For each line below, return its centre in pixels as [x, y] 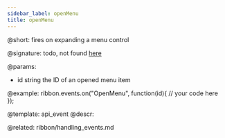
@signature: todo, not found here [54, 53]
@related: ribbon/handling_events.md [61, 127]
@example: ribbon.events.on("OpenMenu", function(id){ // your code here [113, 93]
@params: [22, 66]
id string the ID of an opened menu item [74, 79]
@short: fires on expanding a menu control [68, 39]
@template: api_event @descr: [51, 114]
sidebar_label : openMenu [43, 13]
